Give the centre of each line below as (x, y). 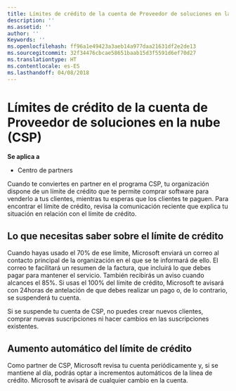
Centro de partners (45, 170)
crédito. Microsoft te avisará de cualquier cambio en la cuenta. (98, 380)
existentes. (23, 326)
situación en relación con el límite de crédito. (72, 214)
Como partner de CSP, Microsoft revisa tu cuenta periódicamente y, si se (113, 366)
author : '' (23, 33)
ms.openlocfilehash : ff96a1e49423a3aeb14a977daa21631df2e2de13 (102, 46)
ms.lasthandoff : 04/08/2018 (48, 72)
